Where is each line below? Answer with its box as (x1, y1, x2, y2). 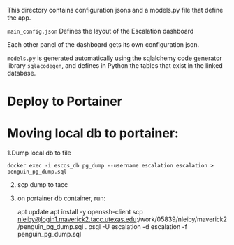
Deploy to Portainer (7, 94, 122, 109)
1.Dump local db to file (7, 148, 71, 157)
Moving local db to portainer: (7, 125, 180, 141)
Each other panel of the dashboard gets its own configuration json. (7, 41, 200, 48)
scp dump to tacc (17, 181, 68, 189)
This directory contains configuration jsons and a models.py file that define (7, 6, 224, 14)
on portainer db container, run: (17, 194, 106, 202)
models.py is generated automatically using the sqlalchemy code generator (7, 54, 222, 62)
